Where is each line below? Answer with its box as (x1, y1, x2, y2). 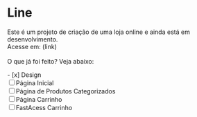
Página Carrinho (16, 95, 62, 103)
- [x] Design (7, 71, 42, 79)
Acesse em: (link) (7, 42, 58, 51)
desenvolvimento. (7, 35, 58, 43)
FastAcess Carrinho (16, 103, 73, 111)
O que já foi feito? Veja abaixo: (7, 57, 94, 65)
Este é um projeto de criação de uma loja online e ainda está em (7, 28, 191, 36)
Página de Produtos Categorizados (16, 87, 116, 95)
